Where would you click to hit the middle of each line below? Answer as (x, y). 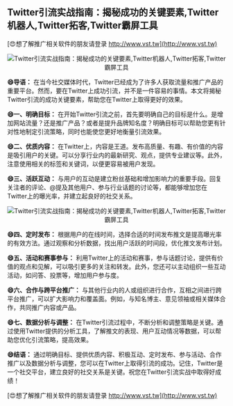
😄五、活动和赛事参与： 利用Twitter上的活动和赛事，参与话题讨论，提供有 (112, 258)
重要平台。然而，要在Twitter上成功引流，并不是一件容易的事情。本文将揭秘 (114, 91)
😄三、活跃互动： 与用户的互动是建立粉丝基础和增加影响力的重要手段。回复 (114, 178)
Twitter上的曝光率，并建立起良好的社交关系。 (72, 196)
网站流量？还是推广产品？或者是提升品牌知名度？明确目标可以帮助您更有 (116, 123)
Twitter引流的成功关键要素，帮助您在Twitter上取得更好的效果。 (97, 99)
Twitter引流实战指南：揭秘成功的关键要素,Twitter (113, 13)
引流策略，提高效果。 (61, 339)
